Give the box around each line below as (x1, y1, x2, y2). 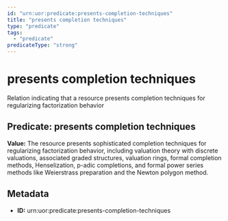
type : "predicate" (7, 23, 60, 29)
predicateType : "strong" (7, 42, 78, 49)
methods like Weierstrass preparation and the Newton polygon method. (7, 168, 209, 177)
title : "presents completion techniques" (7, 16, 127, 23)
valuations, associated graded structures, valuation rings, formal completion (7, 153, 222, 161)
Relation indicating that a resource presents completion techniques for (7, 94, 205, 102)
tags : (7, 29, 23, 36)
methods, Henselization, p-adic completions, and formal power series (7, 161, 204, 169)
